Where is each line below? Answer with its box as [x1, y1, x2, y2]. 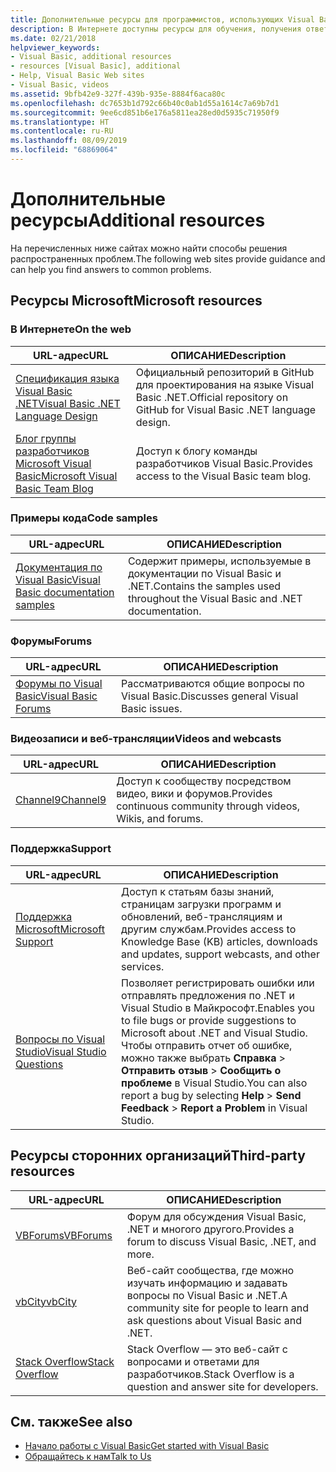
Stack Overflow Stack [15, 1354, 115, 1368]
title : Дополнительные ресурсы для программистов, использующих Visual [10, 14, 315, 25]
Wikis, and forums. [116, 812, 204, 826]
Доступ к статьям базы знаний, [121, 884, 275, 898]
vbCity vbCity [15, 1294, 77, 1308]
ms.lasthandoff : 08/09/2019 [10, 136, 128, 146]
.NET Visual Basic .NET [15, 396, 121, 410]
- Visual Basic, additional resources [10, 52, 172, 62]
